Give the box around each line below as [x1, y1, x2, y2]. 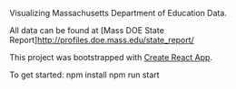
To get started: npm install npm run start [9, 69, 161, 80]
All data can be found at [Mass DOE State [9, 25, 165, 35]
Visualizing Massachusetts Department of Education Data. [9, 8, 227, 18]
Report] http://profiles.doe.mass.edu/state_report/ [9, 35, 195, 45]
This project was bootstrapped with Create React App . [9, 52, 213, 62]
